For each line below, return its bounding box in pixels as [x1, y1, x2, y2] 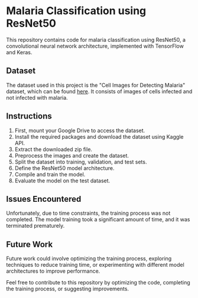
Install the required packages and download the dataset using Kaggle [14, 133, 184, 140]
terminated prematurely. [6, 222, 65, 230]
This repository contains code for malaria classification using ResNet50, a [6, 36, 186, 43]
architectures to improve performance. [6, 267, 100, 275]
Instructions [6, 111, 52, 122]
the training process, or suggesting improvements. [6, 285, 129, 293]
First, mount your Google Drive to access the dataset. [14, 127, 145, 134]
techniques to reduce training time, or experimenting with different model [6, 261, 184, 268]
